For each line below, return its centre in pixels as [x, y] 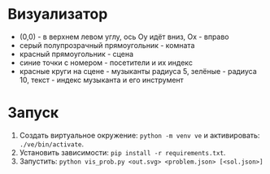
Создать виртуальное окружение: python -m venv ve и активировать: [139, 135]
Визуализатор [58, 14]
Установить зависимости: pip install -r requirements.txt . [122, 152]
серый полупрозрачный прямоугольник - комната [107, 45]
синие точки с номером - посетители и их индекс [106, 63]
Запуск [33, 113]
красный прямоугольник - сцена [76, 54]
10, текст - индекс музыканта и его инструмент [101, 80]
